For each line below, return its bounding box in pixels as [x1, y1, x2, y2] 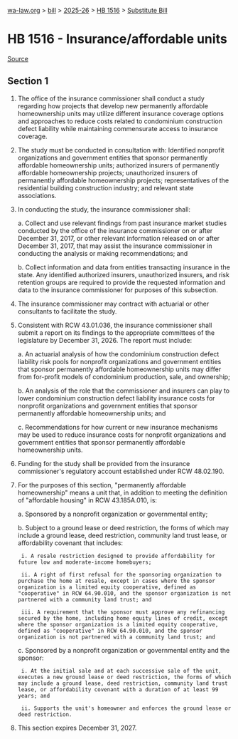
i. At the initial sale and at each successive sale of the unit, [21, 667, 222, 674]
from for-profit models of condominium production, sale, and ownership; [17, 372, 231, 381]
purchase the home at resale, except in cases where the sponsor [17, 577, 215, 584]
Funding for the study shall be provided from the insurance [17, 459, 190, 467]
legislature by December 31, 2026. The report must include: [17, 336, 193, 344]
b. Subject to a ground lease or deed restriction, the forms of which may [17, 523, 229, 532]
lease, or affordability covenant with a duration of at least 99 [17, 686, 219, 693]
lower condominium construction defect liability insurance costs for [17, 393, 215, 402]
